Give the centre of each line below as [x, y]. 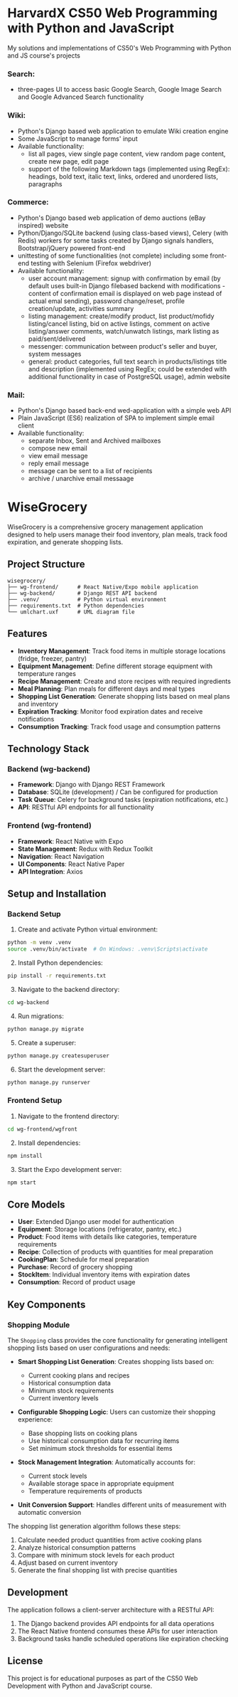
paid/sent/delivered [57, 339]
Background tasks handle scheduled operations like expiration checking [123, 1639]
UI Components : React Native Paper [71, 864]
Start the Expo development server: [70, 1169]
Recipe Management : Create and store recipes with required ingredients [124, 681]
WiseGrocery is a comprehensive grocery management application [106, 527]
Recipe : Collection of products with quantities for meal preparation [115, 1252]
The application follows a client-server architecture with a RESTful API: [111, 1609]
